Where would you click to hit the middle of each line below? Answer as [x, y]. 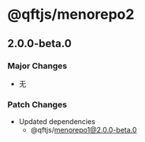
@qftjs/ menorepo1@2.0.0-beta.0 [84, 130]
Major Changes [37, 66]
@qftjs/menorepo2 [71, 15]
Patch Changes [37, 104]
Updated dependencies [57, 122]
